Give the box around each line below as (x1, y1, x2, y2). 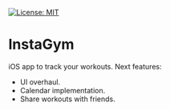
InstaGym (8, 36, 75, 53)
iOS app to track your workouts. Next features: (8, 61, 162, 71)
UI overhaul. (19, 77, 61, 87)
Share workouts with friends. (19, 94, 116, 104)
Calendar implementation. (19, 85, 106, 95)
